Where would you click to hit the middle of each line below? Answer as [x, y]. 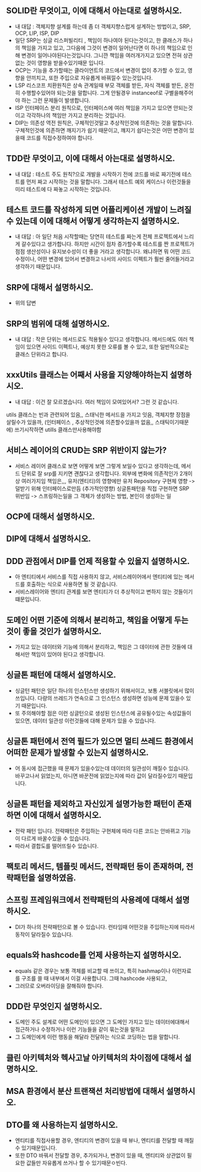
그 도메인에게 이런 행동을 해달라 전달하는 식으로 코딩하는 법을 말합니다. [97, 1037]
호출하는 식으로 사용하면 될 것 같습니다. [72, 584]
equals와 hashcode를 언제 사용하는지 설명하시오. [94, 955]
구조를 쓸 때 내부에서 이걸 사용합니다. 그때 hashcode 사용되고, [94, 978]
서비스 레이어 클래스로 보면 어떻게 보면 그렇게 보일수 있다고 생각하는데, [97, 466]
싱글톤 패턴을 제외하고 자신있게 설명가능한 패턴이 [91, 804]
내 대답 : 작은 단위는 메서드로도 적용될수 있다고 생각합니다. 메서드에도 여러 [101, 339]
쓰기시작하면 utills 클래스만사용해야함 [58, 429]
